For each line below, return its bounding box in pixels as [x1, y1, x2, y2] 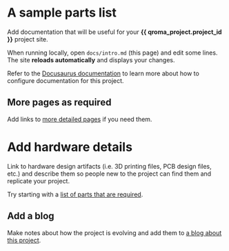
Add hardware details [7, 139, 133, 155]
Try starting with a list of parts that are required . [7, 190, 143, 198]
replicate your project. [7, 176, 70, 185]
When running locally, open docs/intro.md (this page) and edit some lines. [7, 48, 218, 57]
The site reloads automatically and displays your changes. [7, 55, 175, 64]
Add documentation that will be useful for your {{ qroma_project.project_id [7, 28, 222, 36]
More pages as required [7, 97, 112, 109]
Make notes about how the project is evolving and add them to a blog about [7, 228, 222, 236]
